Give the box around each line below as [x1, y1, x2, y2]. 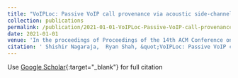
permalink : [7, 23, 40, 30]
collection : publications [7, 17, 84, 24]
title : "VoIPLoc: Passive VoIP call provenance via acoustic [7, 10, 192, 18]
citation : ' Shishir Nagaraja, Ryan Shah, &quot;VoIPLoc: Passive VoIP [7, 43, 227, 50]
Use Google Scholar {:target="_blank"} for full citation [7, 63, 163, 71]
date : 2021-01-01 [7, 30, 59, 38]
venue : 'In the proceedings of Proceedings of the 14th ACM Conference [7, 37, 223, 44]
